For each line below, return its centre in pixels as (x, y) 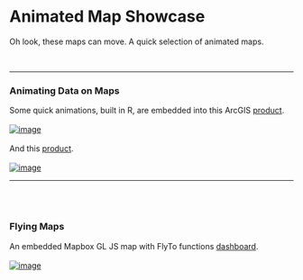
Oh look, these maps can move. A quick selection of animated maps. (137, 41)
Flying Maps (37, 227)
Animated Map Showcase (107, 17)
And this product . (41, 149)
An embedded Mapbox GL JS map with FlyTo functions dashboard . (134, 246)
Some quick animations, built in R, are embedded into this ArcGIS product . (147, 111)
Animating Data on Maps (64, 90)
